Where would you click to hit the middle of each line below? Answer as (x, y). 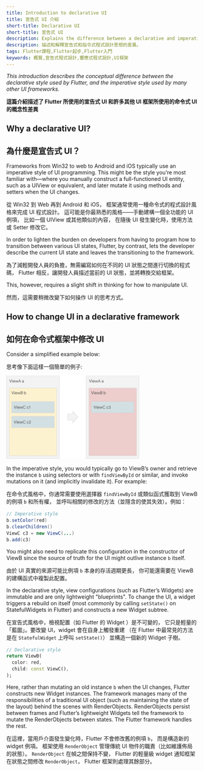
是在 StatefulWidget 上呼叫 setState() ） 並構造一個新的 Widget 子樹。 (95, 638)
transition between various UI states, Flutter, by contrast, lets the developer (100, 246)
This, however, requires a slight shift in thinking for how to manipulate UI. (97, 285)
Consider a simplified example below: (53, 354)
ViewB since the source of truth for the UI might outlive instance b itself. (96, 558)
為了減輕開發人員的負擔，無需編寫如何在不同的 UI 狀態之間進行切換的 (93, 265)
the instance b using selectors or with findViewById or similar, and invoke (97, 475)
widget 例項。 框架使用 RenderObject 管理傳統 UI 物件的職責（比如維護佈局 (100, 746)
